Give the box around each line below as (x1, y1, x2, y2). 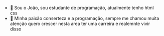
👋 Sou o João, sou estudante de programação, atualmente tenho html (10, 5, 154, 10)
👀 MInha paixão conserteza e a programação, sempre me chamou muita (10, 15, 159, 21)
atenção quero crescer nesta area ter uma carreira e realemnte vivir (10, 20, 150, 26)
